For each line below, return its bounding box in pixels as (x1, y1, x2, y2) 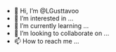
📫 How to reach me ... (13, 37, 79, 45)
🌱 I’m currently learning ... (13, 22, 89, 30)
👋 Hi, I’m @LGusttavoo (13, 7, 79, 15)
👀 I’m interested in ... (13, 14, 74, 22)
